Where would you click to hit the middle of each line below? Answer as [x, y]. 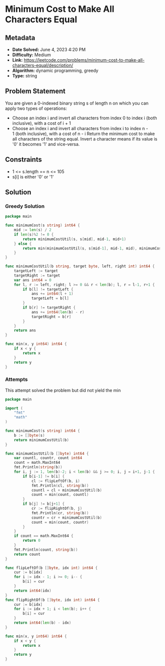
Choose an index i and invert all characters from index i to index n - [80, 128]
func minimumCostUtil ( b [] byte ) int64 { [47, 454]
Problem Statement [35, 91]
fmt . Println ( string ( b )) [38, 467]
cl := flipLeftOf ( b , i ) [55, 481]
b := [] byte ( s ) [29, 435]
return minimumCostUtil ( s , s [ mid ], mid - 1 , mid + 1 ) [74, 239]
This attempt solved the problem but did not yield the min [63, 390]
